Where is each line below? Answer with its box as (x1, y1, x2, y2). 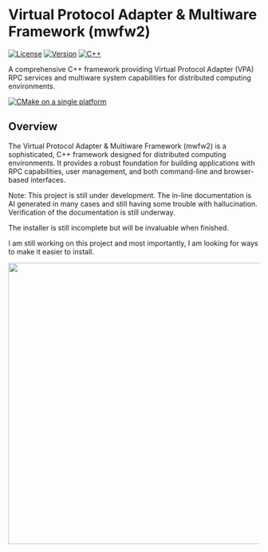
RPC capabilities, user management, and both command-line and (8, 166, 223, 176)
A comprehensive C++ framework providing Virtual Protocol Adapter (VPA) (8, 64, 254, 73)
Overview (8, 120, 58, 133)
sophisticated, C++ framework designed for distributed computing (8, 149, 227, 159)
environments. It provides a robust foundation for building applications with (8, 158, 255, 168)
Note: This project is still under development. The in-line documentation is (8, 190, 252, 200)
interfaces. (30, 175, 66, 184)
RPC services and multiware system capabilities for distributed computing (8, 73, 251, 82)
